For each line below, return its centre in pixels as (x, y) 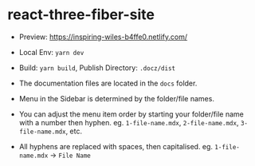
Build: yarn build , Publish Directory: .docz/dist (97, 67)
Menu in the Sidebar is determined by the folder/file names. (116, 98)
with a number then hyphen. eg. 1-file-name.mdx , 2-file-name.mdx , (129, 122)
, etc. (74, 131)
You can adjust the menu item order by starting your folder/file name (131, 114)
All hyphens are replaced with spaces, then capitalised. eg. (116, 146)
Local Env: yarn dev (51, 52)
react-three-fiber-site (81, 15)
